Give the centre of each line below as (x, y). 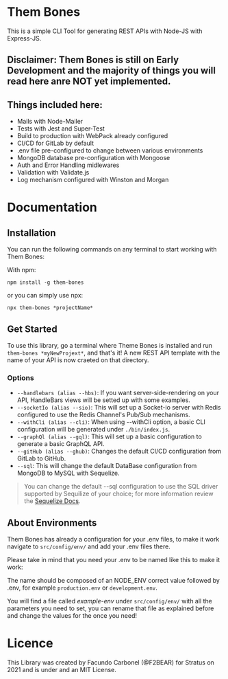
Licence (30, 644)
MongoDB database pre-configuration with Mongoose (93, 158)
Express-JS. (24, 38)
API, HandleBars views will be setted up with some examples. (103, 400)
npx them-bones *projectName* (50, 308)
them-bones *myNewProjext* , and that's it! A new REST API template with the (114, 353)
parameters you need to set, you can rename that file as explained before (111, 608)
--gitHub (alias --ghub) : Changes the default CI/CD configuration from (119, 452)
